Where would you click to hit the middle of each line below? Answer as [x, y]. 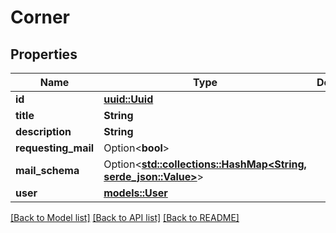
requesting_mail [55, 148]
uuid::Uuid [128, 99]
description [43, 131]
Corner [40, 17]
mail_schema [47, 170]
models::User [135, 193]
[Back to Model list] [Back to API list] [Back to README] [125, 217]
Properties [44, 54]
